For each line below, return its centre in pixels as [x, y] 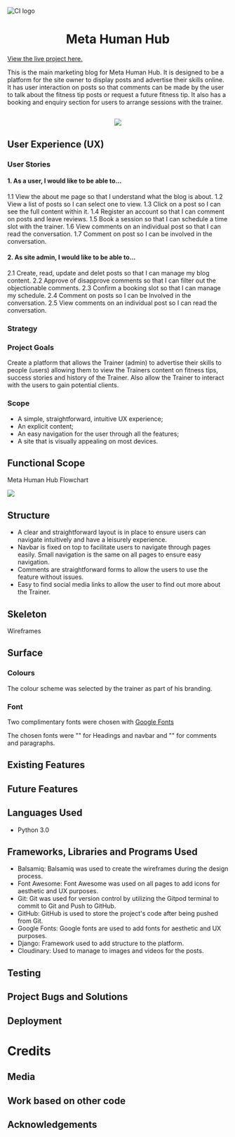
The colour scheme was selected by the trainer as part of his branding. [110, 688]
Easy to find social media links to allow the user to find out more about [119, 585]
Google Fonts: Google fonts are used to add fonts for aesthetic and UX [119, 928]
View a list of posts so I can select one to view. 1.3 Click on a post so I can [114, 204]
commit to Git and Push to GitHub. [67, 906]
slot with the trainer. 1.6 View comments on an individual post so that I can [114, 226]
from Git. [30, 921]
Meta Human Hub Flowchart [48, 480]
